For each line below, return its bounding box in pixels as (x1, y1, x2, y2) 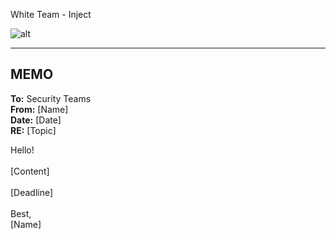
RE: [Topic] (10, 124, 57, 136)
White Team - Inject (10, 9, 92, 20)
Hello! (10, 144, 35, 156)
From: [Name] (10, 103, 69, 115)
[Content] (10, 165, 50, 177)
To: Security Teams (10, 92, 92, 104)
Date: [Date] (10, 114, 62, 126)
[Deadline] (10, 186, 54, 198)
